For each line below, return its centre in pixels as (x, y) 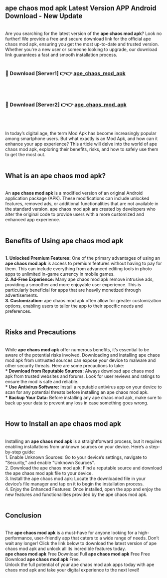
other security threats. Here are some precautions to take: (65, 365)
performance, (19, 538)
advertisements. (22, 295)
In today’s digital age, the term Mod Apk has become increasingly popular (81, 133)
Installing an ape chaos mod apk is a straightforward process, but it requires (83, 441)
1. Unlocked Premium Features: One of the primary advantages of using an (83, 258)
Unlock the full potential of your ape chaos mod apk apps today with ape (80, 564)
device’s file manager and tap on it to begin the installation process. (75, 484)
